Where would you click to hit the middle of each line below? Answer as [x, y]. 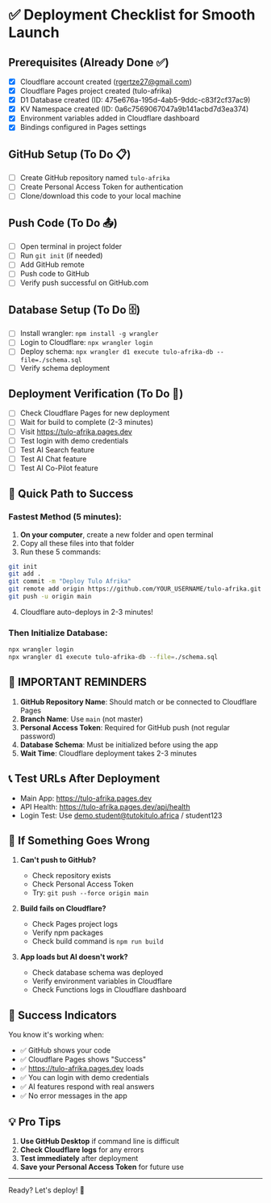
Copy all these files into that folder [77, 543]
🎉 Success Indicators [63, 1015]
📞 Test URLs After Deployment [84, 778]
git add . [25, 574]
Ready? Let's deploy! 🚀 [46, 1190]
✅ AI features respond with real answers [87, 1087]
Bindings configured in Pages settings [83, 128]
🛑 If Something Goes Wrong [79, 841]
